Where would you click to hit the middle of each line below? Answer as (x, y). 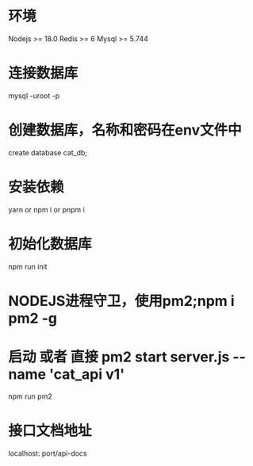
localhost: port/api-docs (48, 453)
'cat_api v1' (87, 374)
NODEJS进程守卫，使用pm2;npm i (122, 301)
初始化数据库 (50, 244)
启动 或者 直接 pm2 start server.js (119, 357)
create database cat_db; (48, 152)
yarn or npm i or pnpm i (46, 209)
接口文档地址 (50, 431)
